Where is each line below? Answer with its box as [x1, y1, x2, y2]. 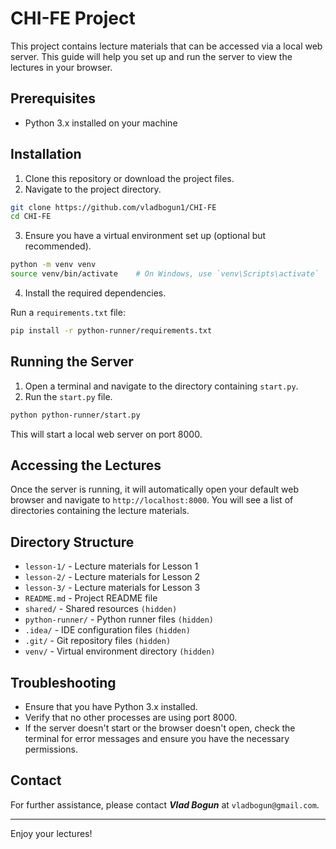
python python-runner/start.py [10, 410, 141, 420]
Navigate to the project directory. [24, 183, 162, 195]
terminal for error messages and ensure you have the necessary [24, 733, 290, 745]
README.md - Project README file [24, 592, 158, 604]
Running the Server [10, 353, 134, 371]
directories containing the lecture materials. [10, 505, 190, 517]
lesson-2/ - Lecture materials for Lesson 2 [24, 571, 201, 583]
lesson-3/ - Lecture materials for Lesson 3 [24, 582, 201, 594]
